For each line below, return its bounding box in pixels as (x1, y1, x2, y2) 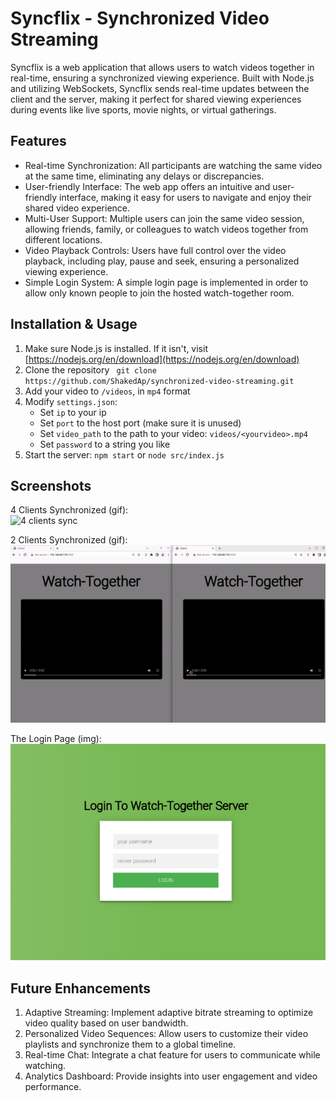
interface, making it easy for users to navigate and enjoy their (59, 191, 312, 203)
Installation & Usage (10, 316, 138, 333)
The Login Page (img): (10, 733, 102, 745)
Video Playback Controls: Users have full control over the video (24, 244, 287, 256)
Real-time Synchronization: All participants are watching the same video (24, 159, 323, 171)
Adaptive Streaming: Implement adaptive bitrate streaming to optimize (24, 1007, 314, 1019)
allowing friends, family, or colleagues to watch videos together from (24, 223, 309, 235)
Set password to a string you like (39, 438, 171, 450)
